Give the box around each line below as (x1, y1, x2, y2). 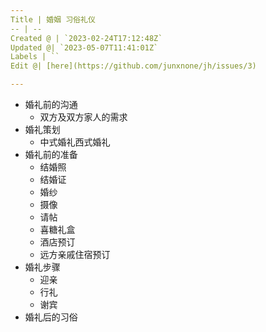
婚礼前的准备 (24, 149, 78, 160)
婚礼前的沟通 (24, 99, 78, 110)
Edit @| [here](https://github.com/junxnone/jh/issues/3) (10, 61, 257, 71)
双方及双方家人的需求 (39, 111, 128, 123)
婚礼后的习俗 (24, 311, 78, 323)
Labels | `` (10, 52, 60, 62)
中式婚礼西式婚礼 (39, 136, 111, 148)
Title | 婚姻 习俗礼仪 (10, 14, 96, 25)
